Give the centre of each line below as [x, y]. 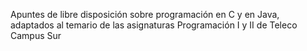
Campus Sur [36, 35]
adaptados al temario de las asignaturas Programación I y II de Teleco [154, 25]
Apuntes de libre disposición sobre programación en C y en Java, [145, 14]
